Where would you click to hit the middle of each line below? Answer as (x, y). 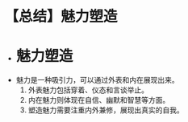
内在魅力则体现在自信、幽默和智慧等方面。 (99, 100)
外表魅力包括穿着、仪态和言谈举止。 (88, 90)
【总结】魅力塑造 (61, 16)
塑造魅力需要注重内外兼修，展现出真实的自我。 (106, 110)
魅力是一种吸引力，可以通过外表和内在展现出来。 (97, 80)
